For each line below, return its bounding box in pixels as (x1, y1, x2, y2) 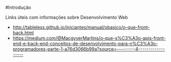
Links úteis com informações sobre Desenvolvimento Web (5, 14, 128, 20)
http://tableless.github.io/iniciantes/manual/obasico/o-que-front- (12, 24, 150, 30)
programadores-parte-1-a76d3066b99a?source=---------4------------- (12, 46, 165, 52)
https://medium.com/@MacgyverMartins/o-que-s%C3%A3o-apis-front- (12, 35, 166, 41)
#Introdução (5, 5, 32, 10)
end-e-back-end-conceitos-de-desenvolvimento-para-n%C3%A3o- (12, 40, 158, 47)
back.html (12, 30, 34, 35)
